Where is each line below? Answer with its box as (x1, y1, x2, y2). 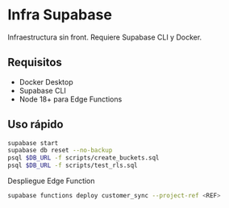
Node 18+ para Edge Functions (19, 94, 123, 104)
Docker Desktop (19, 77, 73, 86)
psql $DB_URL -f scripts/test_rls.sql (7, 161, 138, 170)
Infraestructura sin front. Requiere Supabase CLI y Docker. (7, 32, 202, 42)
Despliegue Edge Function (7, 176, 95, 186)
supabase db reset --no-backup (7, 147, 113, 155)
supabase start (7, 139, 59, 147)
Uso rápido (7, 118, 64, 131)
